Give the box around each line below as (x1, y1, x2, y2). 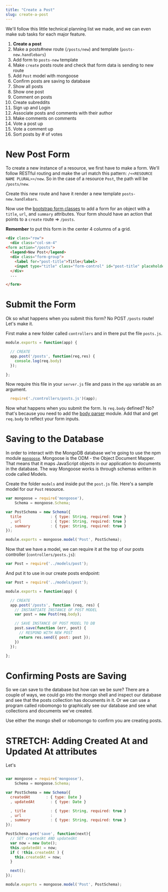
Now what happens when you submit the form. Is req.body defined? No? (5, 405, 154, 411)
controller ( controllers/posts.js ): (5, 551, 76, 558)
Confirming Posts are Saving (5, 670, 127, 681)
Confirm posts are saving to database (12, 78, 91, 84)
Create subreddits (12, 99, 50, 105)
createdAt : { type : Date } (10, 794, 82, 799)
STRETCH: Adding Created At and (5, 735, 149, 746)
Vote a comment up (12, 126, 54, 132)
